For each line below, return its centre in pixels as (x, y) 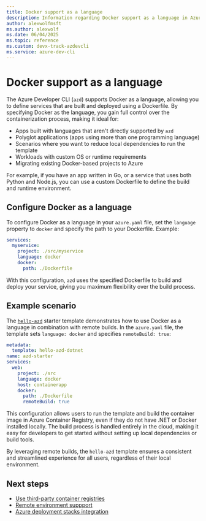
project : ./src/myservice (51, 251)
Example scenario (41, 306)
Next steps (28, 484)
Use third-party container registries (60, 498)
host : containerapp (42, 385)
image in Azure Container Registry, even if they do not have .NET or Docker (102, 420)
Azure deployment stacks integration (62, 511)
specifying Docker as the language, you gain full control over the (88, 112)
